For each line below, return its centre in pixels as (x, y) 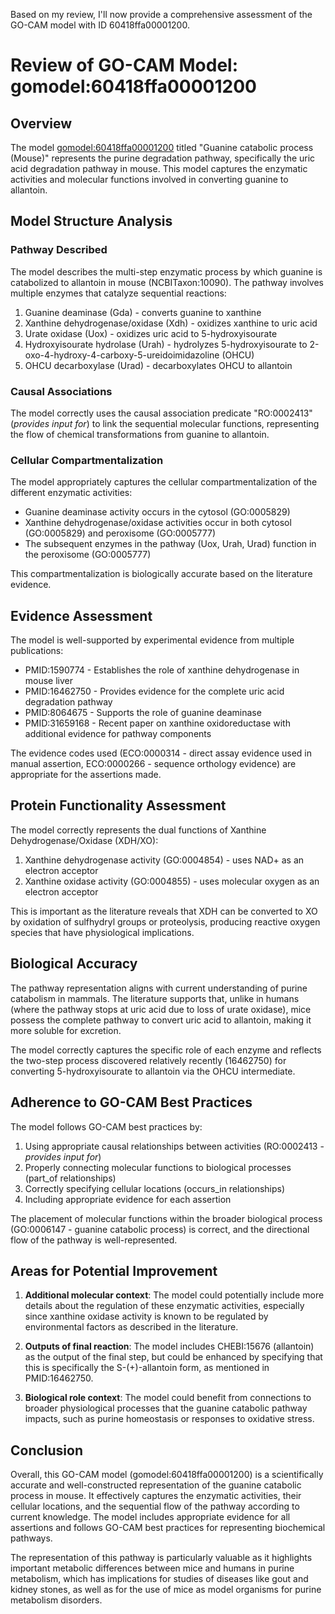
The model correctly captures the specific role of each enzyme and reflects (166, 1050)
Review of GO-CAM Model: (124, 65)
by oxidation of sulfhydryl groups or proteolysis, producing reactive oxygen (165, 921)
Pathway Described (59, 250)
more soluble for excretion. (66, 1030)
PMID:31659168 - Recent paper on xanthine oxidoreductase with (157, 723)
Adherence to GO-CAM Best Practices (131, 1102)
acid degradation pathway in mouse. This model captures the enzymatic (159, 168)
